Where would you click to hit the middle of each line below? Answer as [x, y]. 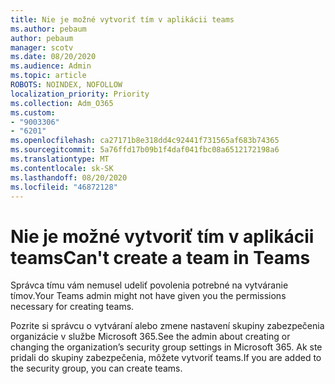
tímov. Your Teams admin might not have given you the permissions [148, 296]
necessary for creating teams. [72, 307]
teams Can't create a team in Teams [160, 257]
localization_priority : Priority [80, 94]
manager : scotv [42, 47]
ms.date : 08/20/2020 [53, 57]
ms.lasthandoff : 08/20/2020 [69, 177]
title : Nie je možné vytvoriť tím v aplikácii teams [122, 19]
